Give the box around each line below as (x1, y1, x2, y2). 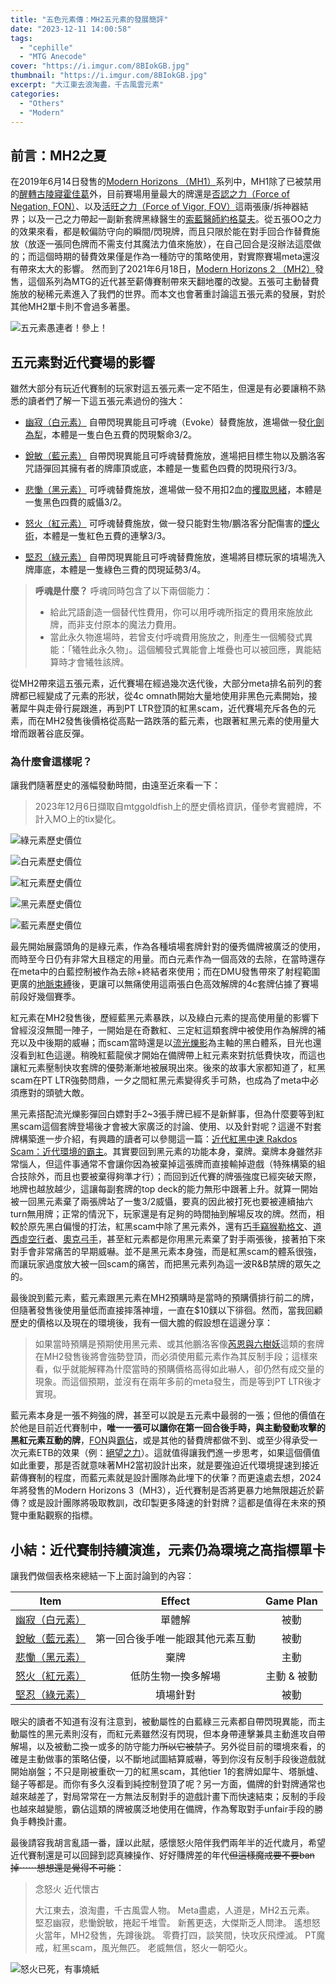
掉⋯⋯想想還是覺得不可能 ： (10, 1862, 125, 1874)
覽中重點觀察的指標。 (10, 1509, 98, 1521)
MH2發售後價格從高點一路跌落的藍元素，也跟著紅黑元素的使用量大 (44, 715, 320, 726)
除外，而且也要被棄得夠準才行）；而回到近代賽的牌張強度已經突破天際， (27, 1171, 322, 1183)
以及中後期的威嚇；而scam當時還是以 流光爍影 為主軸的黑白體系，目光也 (18, 1037, 313, 1049)
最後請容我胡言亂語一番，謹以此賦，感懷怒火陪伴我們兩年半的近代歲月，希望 (10, 1837, 326, 1849)
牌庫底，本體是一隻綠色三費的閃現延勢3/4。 (24, 564, 207, 575)
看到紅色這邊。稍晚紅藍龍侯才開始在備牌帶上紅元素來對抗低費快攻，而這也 (18, 1049, 326, 1061)
